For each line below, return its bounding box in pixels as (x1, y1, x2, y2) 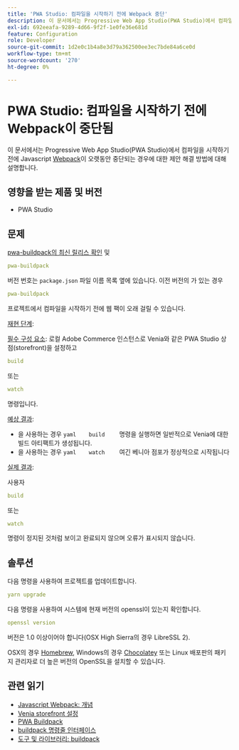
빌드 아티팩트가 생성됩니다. (17, 438, 92, 447)
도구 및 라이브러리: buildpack (17, 734, 100, 743)
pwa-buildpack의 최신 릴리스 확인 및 (7, 248, 110, 257)
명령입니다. (7, 399, 38, 408)
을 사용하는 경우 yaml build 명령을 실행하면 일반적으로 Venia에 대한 (17, 429, 229, 438)
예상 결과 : (7, 414, 34, 423)
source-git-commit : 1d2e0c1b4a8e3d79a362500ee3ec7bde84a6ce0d (7, 43, 196, 51)
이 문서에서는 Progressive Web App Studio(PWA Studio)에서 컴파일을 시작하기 (7, 145, 230, 154)
